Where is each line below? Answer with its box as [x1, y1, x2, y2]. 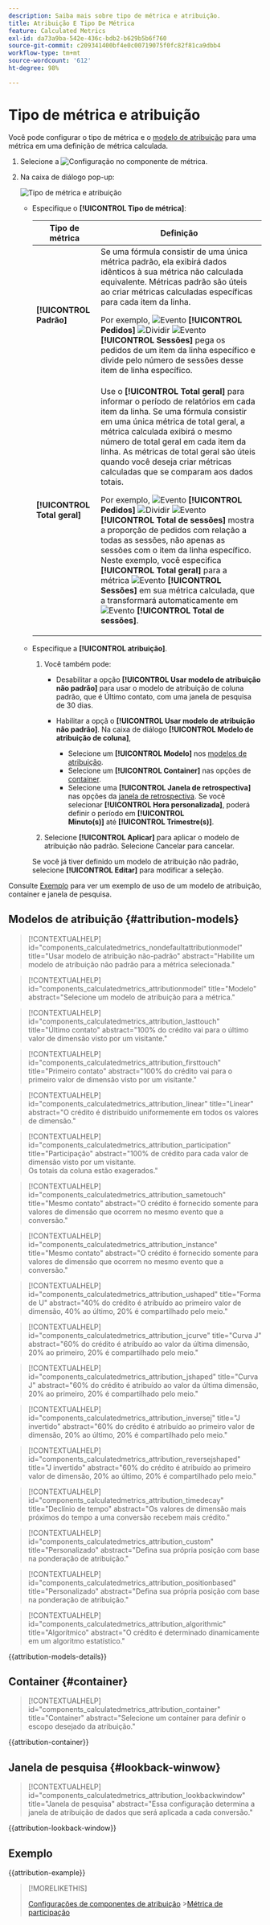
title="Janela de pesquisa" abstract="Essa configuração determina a [27, 1799, 256, 1809]
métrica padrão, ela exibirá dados [100, 256, 227, 267]
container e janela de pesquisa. [8, 889, 112, 899]
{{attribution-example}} [8, 1867, 86, 1878]
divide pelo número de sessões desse [100, 355, 243, 366]
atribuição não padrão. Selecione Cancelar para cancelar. [43, 841, 235, 851]
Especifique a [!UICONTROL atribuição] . [31, 643, 167, 653]
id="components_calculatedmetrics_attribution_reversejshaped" [27, 1454, 241, 1463]
